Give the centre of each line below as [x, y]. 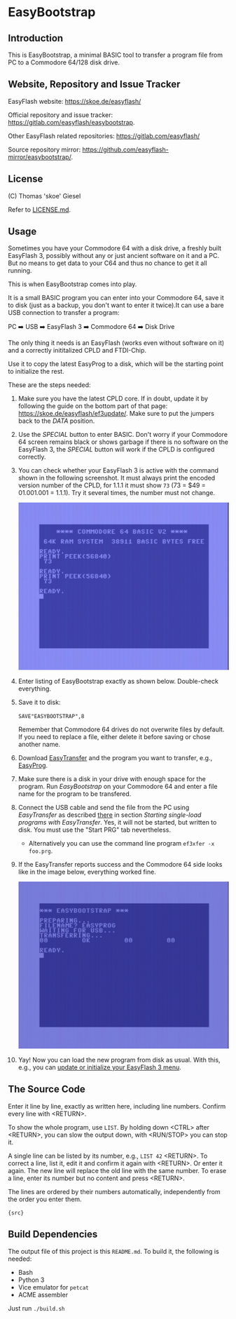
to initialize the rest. [36, 372]
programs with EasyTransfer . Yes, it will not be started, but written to [117, 822]
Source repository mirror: [44, 149]
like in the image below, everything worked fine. [87, 872]
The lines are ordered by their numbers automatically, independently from [114, 1191]
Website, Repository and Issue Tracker [94, 84]
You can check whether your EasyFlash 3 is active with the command [118, 471]
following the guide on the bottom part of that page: [93, 406]
